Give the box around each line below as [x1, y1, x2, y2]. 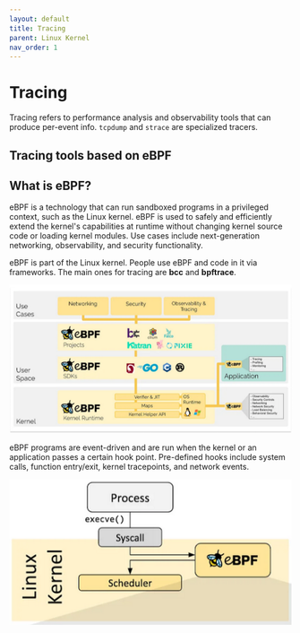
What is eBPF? [9, 178, 92, 193]
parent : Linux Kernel [9, 33, 90, 42]
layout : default [9, 14, 70, 23]
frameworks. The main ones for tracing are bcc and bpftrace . [9, 267, 237, 278]
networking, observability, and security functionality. [9, 240, 203, 251]
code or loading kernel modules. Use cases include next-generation [9, 230, 260, 241]
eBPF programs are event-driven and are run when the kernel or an [9, 442, 257, 453]
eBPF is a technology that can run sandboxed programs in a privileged [9, 202, 269, 212]
